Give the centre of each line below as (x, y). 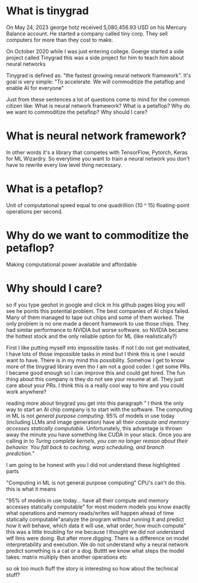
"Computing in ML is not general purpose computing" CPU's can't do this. (96, 482)
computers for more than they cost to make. (60, 40)
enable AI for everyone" (35, 88)
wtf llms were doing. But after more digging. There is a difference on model (98, 538)
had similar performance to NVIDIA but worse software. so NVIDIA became (97, 330)
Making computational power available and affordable (72, 264)
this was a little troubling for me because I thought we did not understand (95, 532)
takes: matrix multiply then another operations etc (67, 557)
